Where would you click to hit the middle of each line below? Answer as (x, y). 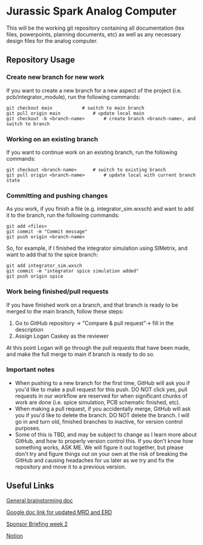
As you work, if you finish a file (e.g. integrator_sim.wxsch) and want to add (100, 209)
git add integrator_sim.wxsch (44, 266)
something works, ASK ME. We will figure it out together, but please (99, 447)
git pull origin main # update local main (76, 113)
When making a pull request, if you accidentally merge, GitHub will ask (103, 409)
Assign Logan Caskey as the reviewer (62, 336)
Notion (14, 535)
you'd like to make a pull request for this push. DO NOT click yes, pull (101, 389)
